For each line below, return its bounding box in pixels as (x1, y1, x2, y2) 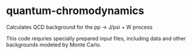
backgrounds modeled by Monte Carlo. (6, 41, 102, 48)
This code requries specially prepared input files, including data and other (6, 35, 186, 42)
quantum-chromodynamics (6, 4, 145, 18)
